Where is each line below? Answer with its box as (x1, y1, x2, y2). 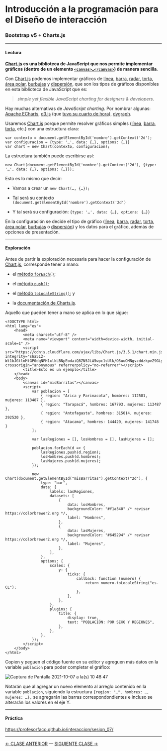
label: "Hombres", (67, 515, 106, 520)
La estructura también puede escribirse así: (5, 153, 94, 159)
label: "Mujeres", (67, 541, 106, 546)
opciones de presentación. (5, 229, 60, 235)
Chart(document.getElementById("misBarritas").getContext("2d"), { (5, 476, 148, 481)
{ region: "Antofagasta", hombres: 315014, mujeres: (40, 411, 153, 416)
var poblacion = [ (31, 389, 70, 394)
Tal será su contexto (12, 195, 54, 201)
